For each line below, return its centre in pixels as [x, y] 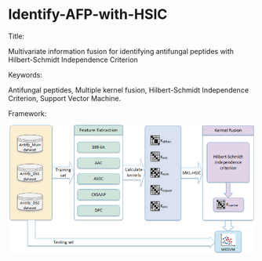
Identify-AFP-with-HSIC [88, 14]
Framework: [27, 113]
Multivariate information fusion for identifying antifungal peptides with [121, 51]
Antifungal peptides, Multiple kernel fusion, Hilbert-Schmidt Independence [129, 90]
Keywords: [25, 74]
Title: [16, 36]
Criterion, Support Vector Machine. [65, 98]
